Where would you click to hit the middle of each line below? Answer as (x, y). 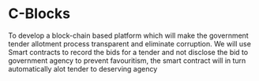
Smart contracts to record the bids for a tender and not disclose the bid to (128, 52)
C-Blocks (39, 14)
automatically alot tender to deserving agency (83, 68)
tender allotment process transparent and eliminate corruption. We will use (129, 43)
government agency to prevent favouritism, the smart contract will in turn (127, 61)
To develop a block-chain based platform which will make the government (128, 35)
